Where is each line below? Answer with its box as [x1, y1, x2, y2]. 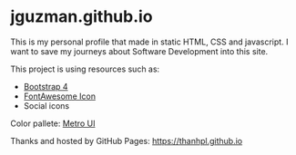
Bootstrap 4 [23, 81, 68, 92]
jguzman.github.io [10, 6, 153, 27]
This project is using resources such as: [10, 63, 160, 74]
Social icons [23, 100, 70, 111]
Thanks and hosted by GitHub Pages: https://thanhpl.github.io [10, 135, 243, 146]
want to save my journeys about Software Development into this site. [10, 45, 269, 56]
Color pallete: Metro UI [10, 118, 96, 129]
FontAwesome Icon [23, 91, 97, 102]
